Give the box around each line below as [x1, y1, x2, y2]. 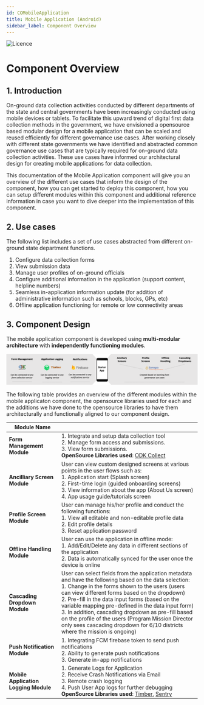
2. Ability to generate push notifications [61, 649, 160, 657]
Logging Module [8, 684, 52, 691]
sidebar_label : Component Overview [6, 23, 97, 29]
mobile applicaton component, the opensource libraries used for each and [6, 397, 192, 404]
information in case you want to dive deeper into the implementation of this [6, 198, 194, 205]
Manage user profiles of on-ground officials [15, 269, 124, 276]
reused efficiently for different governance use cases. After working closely [6, 134, 195, 141]
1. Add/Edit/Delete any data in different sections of [61, 542, 188, 549]
